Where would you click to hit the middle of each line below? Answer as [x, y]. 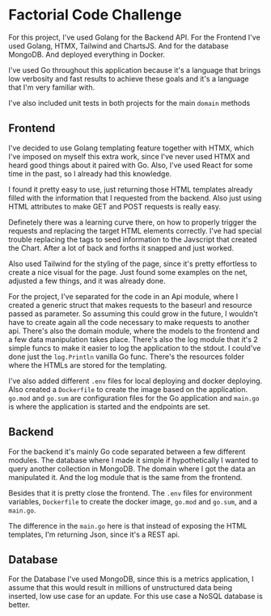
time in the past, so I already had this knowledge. [90, 173]
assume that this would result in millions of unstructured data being [121, 588]
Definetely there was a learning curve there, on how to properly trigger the [133, 222]
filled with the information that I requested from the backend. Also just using [135, 198]
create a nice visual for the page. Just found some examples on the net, [128, 272]
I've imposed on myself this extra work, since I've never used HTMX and [129, 156]
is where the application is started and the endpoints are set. [109, 407]
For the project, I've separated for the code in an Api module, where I [123, 296]
